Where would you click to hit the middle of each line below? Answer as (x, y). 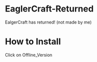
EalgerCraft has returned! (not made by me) (48, 22)
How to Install (33, 42)
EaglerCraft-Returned (49, 9)
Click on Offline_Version (29, 55)
